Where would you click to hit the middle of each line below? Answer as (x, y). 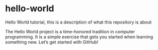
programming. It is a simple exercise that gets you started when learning (79, 37)
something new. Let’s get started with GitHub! (52, 42)
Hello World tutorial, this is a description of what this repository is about (79, 22)
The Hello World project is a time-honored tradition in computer (70, 31)
